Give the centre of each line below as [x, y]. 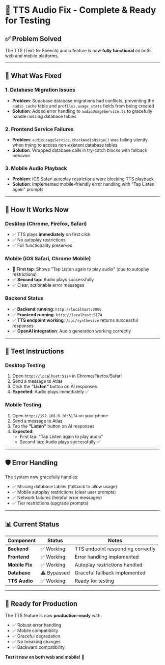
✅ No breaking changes [36, 641]
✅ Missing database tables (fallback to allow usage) [65, 487]
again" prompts [28, 190]
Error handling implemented [107, 557]
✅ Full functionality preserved [42, 245]
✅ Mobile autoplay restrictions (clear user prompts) [64, 492]
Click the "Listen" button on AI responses [55, 387]
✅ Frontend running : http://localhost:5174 [57, 314]
